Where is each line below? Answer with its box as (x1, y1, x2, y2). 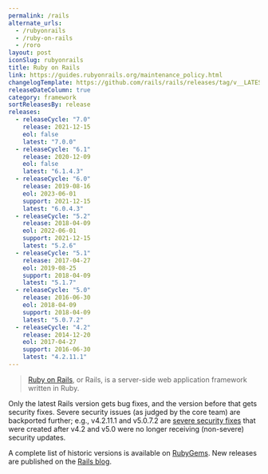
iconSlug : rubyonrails (8, 57, 84, 65)
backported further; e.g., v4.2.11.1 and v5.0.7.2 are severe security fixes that (8, 416, 256, 425)
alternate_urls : (8, 19, 62, 27)
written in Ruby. (27, 383, 80, 393)
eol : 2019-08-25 (22, 264, 77, 272)
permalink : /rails (8, 11, 69, 20)
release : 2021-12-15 (22, 123, 91, 131)
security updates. (8, 433, 66, 442)
